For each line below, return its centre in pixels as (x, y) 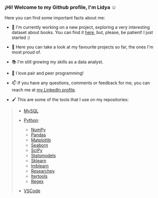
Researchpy (43, 171)
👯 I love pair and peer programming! (47, 73)
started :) (21, 37)
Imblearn (40, 166)
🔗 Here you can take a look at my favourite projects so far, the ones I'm (82, 47)
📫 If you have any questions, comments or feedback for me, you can (81, 83)
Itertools (39, 176)
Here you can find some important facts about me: (55, 18)
